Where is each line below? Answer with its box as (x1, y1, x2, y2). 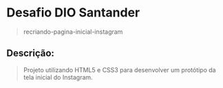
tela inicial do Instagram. (23, 73, 94, 81)
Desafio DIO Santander (6, 5, 140, 21)
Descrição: (6, 47, 54, 59)
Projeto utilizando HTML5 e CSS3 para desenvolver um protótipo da (23, 65, 216, 74)
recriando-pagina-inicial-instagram (23, 27, 123, 36)
